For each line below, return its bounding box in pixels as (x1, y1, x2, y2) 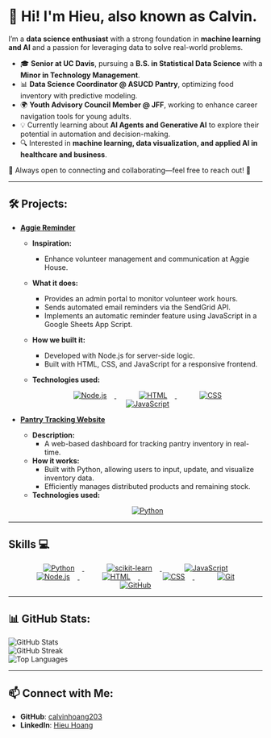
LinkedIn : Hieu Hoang (19, 720, 94, 730)
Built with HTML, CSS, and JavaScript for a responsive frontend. (44, 359, 258, 369)
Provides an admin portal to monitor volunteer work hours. (44, 293, 238, 303)
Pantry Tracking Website (19, 414, 106, 424)
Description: (31, 430, 75, 440)
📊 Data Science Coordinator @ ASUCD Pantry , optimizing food (19, 79, 234, 89)
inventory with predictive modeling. (19, 90, 138, 100)
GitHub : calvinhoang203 (19, 712, 102, 722)
